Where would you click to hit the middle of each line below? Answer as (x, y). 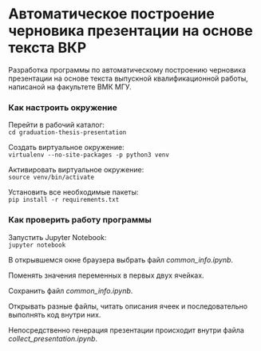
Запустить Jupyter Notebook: (57, 237)
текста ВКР (47, 48)
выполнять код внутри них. (55, 314)
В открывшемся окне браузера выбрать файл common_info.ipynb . (121, 259)
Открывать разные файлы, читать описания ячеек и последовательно (128, 306)
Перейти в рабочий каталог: (57, 125)
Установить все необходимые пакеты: (73, 192)
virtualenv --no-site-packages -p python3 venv (89, 155)
